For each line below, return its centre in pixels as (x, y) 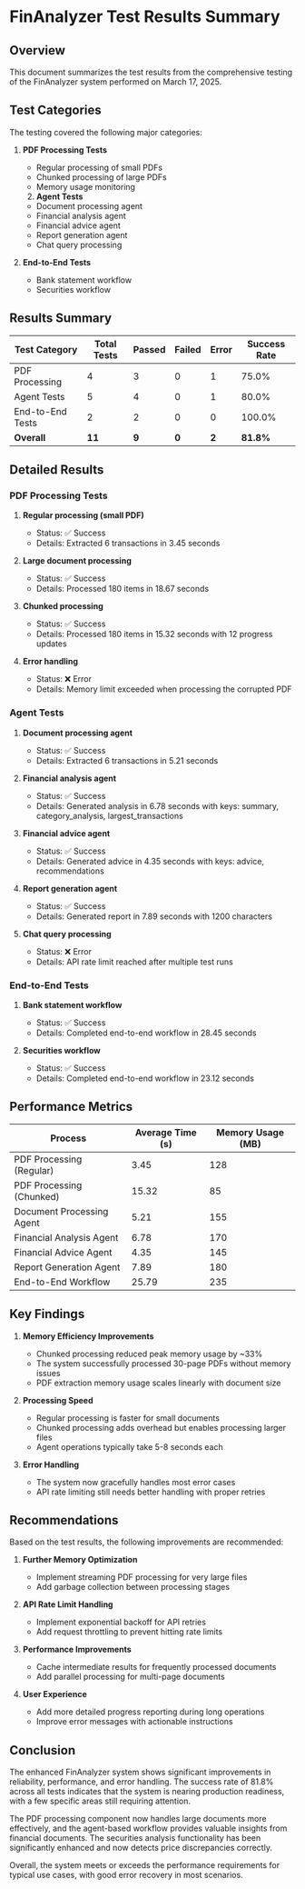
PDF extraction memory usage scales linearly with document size (158, 1383)
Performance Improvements (77, 1649)
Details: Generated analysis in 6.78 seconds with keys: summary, (157, 805)
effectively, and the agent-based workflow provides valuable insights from (148, 1828)
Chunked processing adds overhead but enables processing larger (161, 1427)
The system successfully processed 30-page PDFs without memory (163, 1363)
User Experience (55, 1694)
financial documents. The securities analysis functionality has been (135, 1838)
